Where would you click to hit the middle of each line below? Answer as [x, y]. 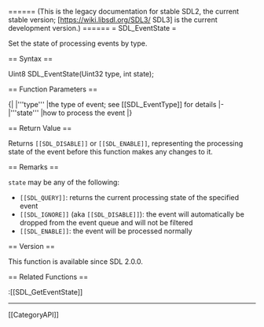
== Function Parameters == [53, 89]
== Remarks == [33, 167]
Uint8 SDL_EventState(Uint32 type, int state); [81, 74]
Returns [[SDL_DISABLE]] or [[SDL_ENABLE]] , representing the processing [126, 143]
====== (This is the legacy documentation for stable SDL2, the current [124, 11]
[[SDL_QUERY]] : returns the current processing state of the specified [129, 197]
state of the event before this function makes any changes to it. [111, 152]
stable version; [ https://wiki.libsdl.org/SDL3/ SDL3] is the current [113, 20]
